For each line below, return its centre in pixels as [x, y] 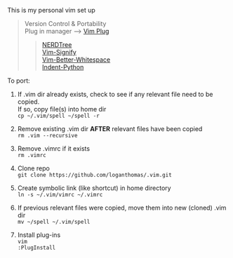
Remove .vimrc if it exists [53, 149]
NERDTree [57, 45]
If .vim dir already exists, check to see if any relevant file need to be [115, 94]
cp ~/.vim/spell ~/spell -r [58, 116]
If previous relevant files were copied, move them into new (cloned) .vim [122, 208]
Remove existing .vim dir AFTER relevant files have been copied [110, 129]
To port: [19, 81]
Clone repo [34, 168]
